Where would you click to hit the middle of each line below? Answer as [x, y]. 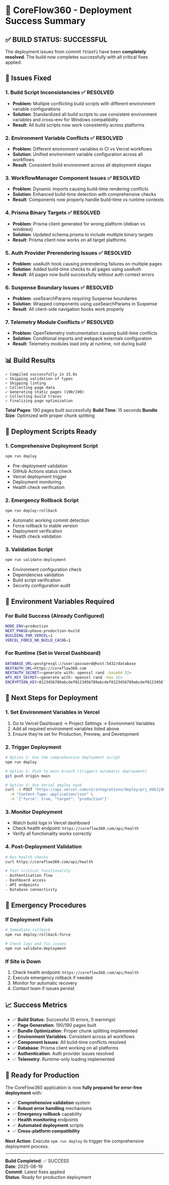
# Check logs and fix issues [36, 944]
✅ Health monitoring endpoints [45, 1120]
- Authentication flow [29, 876]
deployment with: [24, 1093]
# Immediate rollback [28, 930]
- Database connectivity [31, 889]
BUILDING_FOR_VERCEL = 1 [29, 636]
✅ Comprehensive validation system [51, 1102]
